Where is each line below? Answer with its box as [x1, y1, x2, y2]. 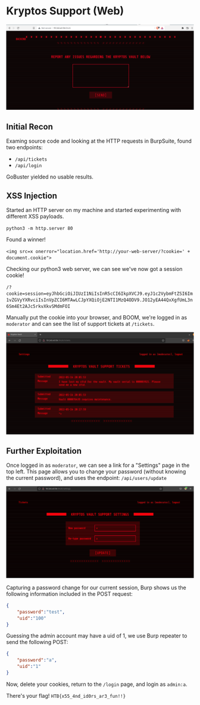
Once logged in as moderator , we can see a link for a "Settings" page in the [6, 461, 190, 469]
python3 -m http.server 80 [6, 225, 73, 231]
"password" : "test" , [17, 609, 65, 615]
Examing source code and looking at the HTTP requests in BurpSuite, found [6, 137, 192, 144]
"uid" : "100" [17, 615, 46, 621]
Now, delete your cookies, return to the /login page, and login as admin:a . [6, 681, 187, 688]
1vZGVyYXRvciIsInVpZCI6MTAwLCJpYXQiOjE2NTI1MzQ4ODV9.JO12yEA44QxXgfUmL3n [6, 297, 193, 303]
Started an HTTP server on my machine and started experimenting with [6, 206, 182, 213]
